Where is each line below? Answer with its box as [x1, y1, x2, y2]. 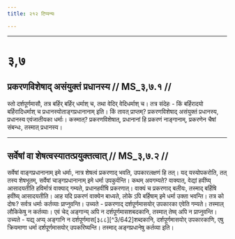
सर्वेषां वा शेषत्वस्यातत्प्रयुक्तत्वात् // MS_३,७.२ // [7, 151, 169, 162]
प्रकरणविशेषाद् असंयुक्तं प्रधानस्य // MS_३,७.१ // [7, 81, 172, 93]
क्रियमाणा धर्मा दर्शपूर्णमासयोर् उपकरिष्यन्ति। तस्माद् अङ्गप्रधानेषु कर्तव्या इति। [7, 224, 174, 232]
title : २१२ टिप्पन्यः [7, 10, 55, 17]
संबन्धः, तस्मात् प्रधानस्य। [7, 123, 63, 131]
